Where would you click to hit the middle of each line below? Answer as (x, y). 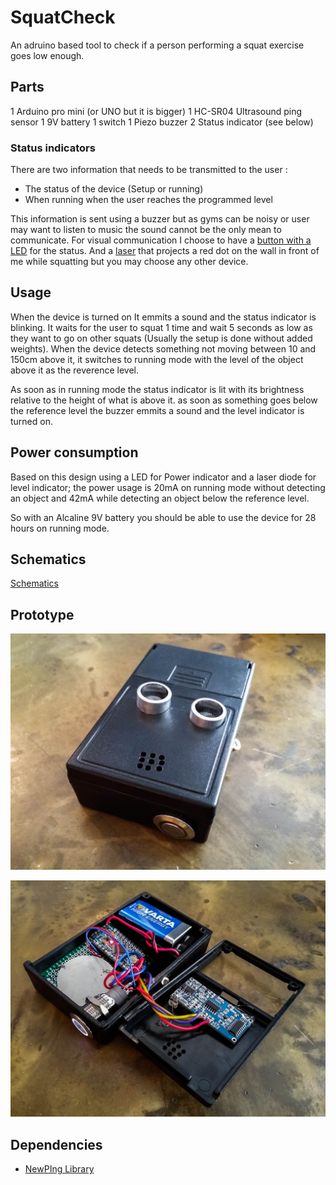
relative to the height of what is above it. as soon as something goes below (164, 400)
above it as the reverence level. (75, 370)
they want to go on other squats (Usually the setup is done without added (161, 338)
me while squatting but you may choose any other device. (129, 262)
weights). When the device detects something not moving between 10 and (163, 348)
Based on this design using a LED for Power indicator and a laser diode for (163, 477)
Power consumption (74, 452)
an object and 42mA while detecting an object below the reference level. (160, 498)
